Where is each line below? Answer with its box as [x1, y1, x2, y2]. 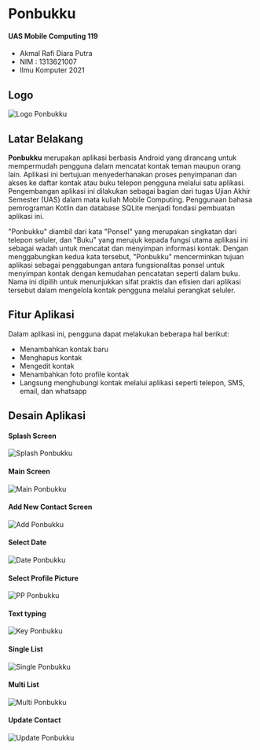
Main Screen [8, 466, 51, 477]
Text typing [8, 608, 47, 618]
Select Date [8, 537, 47, 548]
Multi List [8, 680, 39, 689]
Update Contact [8, 715, 61, 725]
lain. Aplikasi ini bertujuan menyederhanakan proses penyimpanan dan [8, 170, 237, 180]
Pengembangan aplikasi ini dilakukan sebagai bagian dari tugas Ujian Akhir [8, 187, 251, 196]
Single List [8, 644, 43, 654]
